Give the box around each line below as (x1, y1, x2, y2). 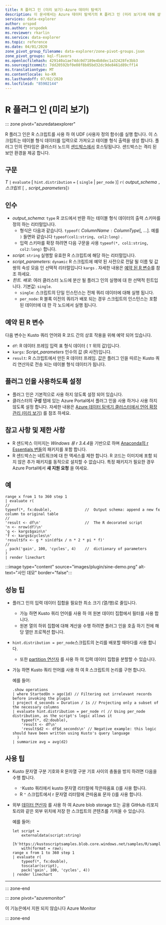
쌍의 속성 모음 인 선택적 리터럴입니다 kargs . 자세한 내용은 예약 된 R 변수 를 (12, 265, 155, 271)
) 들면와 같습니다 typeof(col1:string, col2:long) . (19, 234, 123, 240)
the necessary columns (12, 705, 59, 710)
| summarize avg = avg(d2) (12, 740, 68, 745)
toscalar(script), (21, 863, 59, 868)
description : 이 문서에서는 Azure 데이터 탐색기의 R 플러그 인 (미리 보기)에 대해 (5, 12, 155, 17)
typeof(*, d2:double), (21, 718, 68, 723)
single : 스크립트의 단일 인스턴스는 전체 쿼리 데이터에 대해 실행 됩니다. (19, 290, 154, 296)
